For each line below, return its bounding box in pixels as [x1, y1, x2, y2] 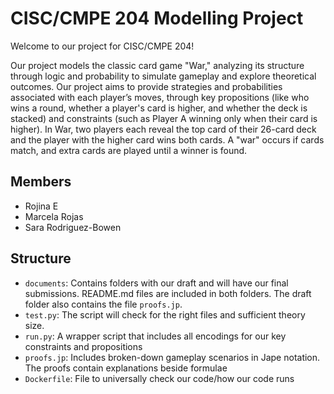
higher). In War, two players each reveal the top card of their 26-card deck [10, 123, 317, 135]
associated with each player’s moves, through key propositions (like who [10, 91, 310, 103]
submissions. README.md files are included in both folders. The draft [24, 287, 312, 299]
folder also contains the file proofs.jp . [24, 298, 183, 310]
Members [10, 173, 72, 191]
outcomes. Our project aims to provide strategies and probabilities [10, 80, 283, 92]
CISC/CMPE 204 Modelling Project [10, 7, 304, 30]
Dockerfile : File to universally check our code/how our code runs [24, 372, 295, 384]
